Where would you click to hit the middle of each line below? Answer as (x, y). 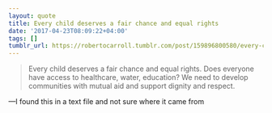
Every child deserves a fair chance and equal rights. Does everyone (141, 69)
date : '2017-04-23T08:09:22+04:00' (68, 31)
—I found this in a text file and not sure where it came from (106, 102)
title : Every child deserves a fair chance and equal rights (114, 23)
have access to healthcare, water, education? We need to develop (138, 77)
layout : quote (32, 16)
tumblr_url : (28, 46)
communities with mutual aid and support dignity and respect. (132, 86)
